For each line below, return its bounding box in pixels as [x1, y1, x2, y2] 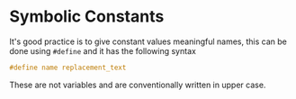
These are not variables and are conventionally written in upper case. [9, 79, 266, 90]
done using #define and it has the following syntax [9, 45, 196, 56]
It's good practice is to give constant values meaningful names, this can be [9, 36, 288, 47]
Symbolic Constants [9, 6, 165, 27]
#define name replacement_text [9, 63, 127, 72]
